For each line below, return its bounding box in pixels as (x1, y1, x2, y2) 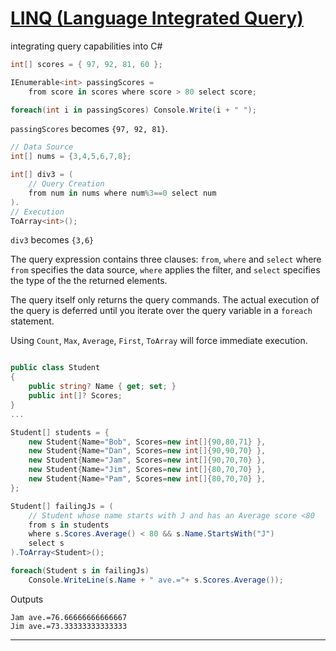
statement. (10, 315, 55, 327)
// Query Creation (28, 179, 105, 189)
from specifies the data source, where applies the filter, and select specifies (10, 264, 321, 276)
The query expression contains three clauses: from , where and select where (10, 253, 322, 266)
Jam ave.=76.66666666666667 (10, 612, 128, 622)
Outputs (10, 593, 44, 605)
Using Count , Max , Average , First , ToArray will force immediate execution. (10, 335, 308, 347)
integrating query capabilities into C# (10, 40, 163, 52)
